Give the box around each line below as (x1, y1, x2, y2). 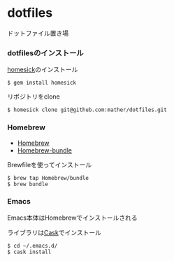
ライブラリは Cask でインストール (7, 228, 101, 237)
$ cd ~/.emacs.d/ (7, 242, 58, 249)
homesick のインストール (7, 65, 78, 74)
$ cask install (7, 248, 52, 255)
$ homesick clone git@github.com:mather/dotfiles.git (7, 106, 168, 113)
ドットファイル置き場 (7, 29, 68, 37)
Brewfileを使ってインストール (7, 160, 92, 169)
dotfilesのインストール (7, 48, 84, 57)
